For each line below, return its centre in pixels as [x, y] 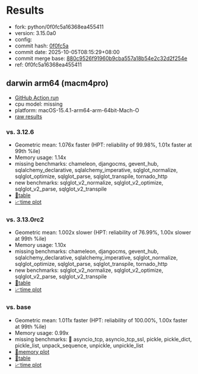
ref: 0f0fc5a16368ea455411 [48, 64]
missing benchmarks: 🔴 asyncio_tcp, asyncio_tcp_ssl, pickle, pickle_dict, [103, 339]
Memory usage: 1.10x [40, 245]
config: [23, 39]
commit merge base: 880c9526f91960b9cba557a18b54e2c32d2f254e [101, 58]
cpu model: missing [39, 104]
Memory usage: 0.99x [42, 332]
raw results [28, 116]
